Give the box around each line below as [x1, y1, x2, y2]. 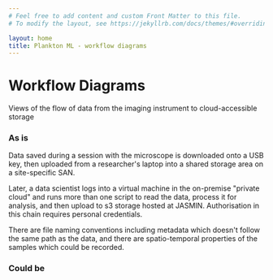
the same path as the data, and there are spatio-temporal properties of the [8, 234, 258, 243]
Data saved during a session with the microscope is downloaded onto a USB [8, 151, 264, 161]
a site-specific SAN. [8, 168, 76, 178]
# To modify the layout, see [8, 19, 107, 28]
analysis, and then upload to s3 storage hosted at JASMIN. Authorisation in [8, 200, 260, 211]
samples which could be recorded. [8, 243, 124, 252]
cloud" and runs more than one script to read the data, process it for [8, 192, 237, 202]
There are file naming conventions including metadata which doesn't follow [8, 225, 261, 235]
